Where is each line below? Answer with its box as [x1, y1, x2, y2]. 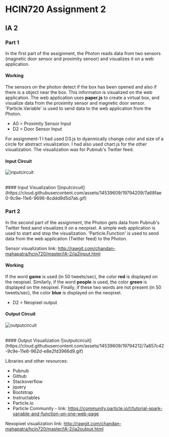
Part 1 [5, 39, 19, 46]
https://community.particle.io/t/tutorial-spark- [68, 405, 163, 411]
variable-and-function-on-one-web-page [12, 411, 99, 417]
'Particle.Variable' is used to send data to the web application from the [5, 105, 151, 112]
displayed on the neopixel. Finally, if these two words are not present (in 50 [5, 284, 161, 290]
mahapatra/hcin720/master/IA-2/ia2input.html [5, 250, 101, 256]
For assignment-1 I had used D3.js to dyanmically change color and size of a [5, 136, 164, 142]
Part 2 [5, 208, 21, 215]
